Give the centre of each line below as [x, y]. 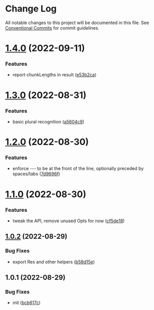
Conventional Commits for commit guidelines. [52, 28]
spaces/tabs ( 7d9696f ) [36, 174]
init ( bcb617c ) [27, 303]
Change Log [31, 9]
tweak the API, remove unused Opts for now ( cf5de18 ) [68, 221]
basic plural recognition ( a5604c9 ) [48, 121]
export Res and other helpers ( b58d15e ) [54, 262]
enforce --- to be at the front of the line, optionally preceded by [78, 169]
